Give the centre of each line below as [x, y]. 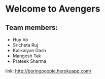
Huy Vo [20, 39]
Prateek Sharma [29, 61]
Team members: [32, 28]
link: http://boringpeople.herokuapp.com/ [48, 71]
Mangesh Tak [27, 56]
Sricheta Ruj [25, 45]
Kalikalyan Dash [29, 50]
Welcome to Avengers [53, 9]
